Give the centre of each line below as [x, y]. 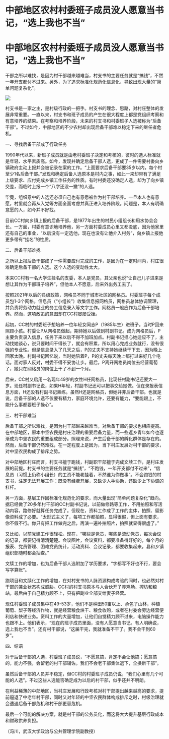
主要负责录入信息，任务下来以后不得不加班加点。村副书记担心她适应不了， [82, 337]
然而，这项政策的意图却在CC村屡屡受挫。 [57, 314]
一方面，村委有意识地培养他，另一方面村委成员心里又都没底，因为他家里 [89, 227]
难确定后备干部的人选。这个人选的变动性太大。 [54, 267]
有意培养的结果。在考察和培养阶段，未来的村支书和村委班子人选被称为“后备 [83, 121]
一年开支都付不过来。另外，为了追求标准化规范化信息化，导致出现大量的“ [81, 82]
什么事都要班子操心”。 [33, 405]
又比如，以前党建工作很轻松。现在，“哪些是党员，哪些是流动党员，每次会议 [83, 534]
